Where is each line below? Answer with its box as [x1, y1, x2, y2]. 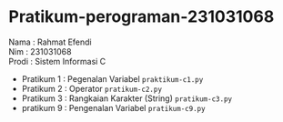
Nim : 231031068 [8, 46, 72, 56]
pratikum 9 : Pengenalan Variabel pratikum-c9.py [21, 102, 206, 113]
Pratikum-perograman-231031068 [8, 6, 275, 27]
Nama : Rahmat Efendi [8, 36, 92, 47]
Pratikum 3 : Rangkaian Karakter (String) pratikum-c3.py [21, 93, 233, 104]
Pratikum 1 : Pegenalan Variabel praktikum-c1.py [21, 73, 204, 84]
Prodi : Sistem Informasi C [8, 56, 106, 66]
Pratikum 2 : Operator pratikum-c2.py [21, 83, 163, 94]
